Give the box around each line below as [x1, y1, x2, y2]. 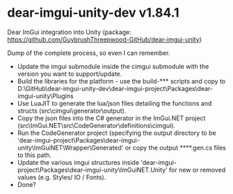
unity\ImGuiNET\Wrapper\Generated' [17, 143, 124, 152]
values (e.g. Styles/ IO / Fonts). [17, 172, 106, 181]
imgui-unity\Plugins [17, 92, 74, 100]
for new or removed [169, 165, 226, 174]
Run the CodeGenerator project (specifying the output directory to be [17, 129, 217, 137]
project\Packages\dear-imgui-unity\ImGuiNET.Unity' [17, 165, 168, 174]
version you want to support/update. [17, 70, 122, 78]
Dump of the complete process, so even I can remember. [7, 49, 170, 57]
